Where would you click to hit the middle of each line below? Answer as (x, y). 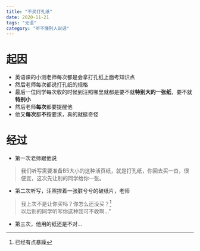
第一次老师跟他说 (36, 158)
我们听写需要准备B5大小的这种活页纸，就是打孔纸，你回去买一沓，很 (105, 171)
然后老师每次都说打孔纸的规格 (51, 84)
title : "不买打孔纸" (29, 12)
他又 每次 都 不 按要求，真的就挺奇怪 (57, 114)
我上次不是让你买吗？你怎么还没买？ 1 (66, 203)
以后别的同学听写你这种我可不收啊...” (66, 211)
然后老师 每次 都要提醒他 (43, 107)
